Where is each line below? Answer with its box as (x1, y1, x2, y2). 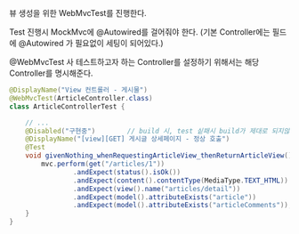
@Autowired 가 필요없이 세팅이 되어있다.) (18, 38, 164, 48)
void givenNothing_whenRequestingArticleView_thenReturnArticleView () (25, 151, 293, 160)
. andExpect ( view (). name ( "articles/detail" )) (72, 184, 241, 193)
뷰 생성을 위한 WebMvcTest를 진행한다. (9, 8, 147, 18)
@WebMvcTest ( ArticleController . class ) (9, 93, 153, 102)
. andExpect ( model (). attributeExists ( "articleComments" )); (72, 201, 293, 210)
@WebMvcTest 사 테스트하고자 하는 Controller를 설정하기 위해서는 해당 (9, 57, 260, 67)
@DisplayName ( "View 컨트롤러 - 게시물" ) (9, 85, 149, 94)
